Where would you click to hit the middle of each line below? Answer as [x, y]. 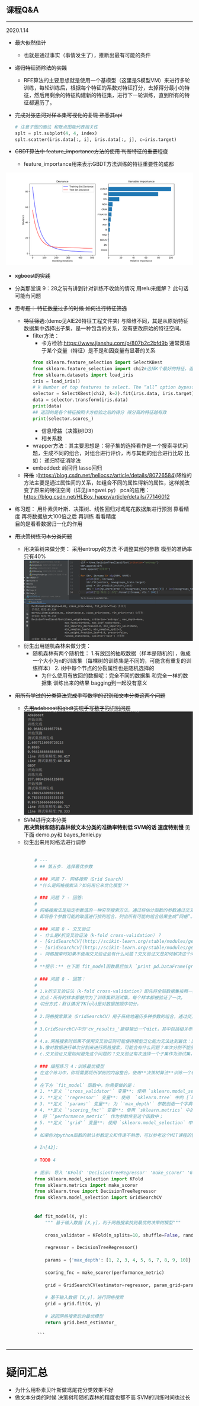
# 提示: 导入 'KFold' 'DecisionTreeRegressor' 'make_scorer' [110, 1173]
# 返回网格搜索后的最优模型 [74, 1316]
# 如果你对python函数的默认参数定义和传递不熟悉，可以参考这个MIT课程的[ [114, 1135]
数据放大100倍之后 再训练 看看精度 [74, 516]
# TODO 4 [45, 1160]
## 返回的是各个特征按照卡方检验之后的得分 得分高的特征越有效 [99, 412]
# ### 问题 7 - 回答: [59, 898]
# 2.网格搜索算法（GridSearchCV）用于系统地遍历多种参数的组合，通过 [111, 1016]
